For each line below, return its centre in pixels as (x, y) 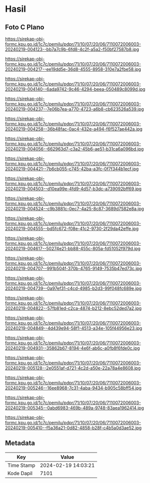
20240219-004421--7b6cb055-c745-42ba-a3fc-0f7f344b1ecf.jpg (72, 169)
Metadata (20, 443)
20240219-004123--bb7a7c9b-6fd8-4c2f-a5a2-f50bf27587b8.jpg (72, 49)
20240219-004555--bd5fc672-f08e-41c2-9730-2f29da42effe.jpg (72, 229)
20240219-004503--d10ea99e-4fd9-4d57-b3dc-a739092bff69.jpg (73, 189)
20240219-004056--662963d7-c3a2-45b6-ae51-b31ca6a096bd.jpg (75, 149)
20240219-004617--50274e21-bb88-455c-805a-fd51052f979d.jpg (73, 248)
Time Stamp (21, 465)
